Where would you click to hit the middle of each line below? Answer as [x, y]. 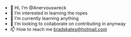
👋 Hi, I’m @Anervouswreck [38, 8]
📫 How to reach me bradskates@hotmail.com [58, 29]
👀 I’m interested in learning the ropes [49, 13]
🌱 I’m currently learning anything [44, 18]
